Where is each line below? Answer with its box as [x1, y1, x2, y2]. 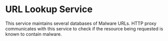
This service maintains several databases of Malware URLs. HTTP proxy [5, 20, 157, 26]
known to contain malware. [5, 31, 62, 37]
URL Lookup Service [5, 4, 93, 15]
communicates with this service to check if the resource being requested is [5, 25, 163, 31]
